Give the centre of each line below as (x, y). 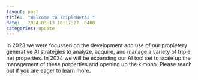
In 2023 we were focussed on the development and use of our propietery (97, 45)
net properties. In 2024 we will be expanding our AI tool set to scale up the (98, 58)
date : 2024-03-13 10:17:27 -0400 (51, 23)
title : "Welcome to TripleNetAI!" (51, 17)
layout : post (22, 12)
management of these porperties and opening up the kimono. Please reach (99, 64)
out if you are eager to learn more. (49, 71)
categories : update (31, 28)
